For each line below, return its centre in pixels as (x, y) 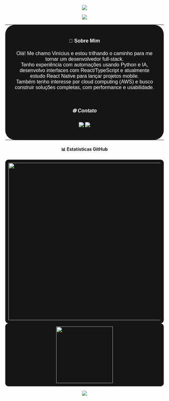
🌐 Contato (84, 111)
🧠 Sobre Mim (84, 41)
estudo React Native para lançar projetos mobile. (84, 76)
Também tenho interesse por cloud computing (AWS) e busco (84, 82)
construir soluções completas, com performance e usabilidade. (84, 87)
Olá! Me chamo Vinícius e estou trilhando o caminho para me (84, 53)
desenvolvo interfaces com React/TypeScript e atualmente (84, 70)
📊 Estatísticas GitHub (84, 149)
